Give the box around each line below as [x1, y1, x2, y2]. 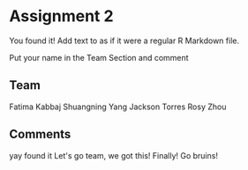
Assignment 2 [9, 6, 114, 26]
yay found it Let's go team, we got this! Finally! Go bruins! [9, 150, 219, 160]
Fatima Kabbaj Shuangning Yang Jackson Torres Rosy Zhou [9, 101, 227, 112]
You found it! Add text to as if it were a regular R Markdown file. [9, 35, 240, 46]
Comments [9, 127, 71, 142]
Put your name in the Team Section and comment [9, 52, 189, 63]
